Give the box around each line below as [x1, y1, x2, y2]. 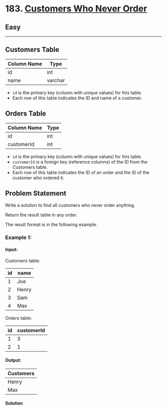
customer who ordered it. [12, 175, 65, 181]
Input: [5, 246, 18, 252]
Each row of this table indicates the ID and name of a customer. [12, 95, 143, 101]
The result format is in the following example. [5, 221, 98, 227]
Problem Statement [5, 189, 67, 198]
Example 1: [5, 234, 32, 241]
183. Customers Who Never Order [5, 3, 148, 14]
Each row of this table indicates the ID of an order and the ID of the [12, 169, 150, 175]
